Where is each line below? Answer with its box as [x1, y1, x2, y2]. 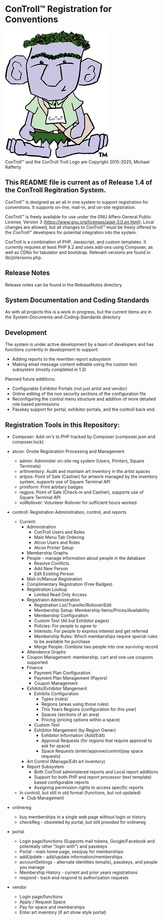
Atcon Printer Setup [34, 545, 74, 551]
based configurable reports [34, 779, 89, 785]
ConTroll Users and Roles [34, 529, 85, 535]
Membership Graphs [26, 550, 68, 555]
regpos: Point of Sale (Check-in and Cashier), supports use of [19, 489, 144, 495]
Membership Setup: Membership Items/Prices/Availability [34, 607, 150, 613]
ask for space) [41, 743, 71, 749]
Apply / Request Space [19, 899, 66, 905]
